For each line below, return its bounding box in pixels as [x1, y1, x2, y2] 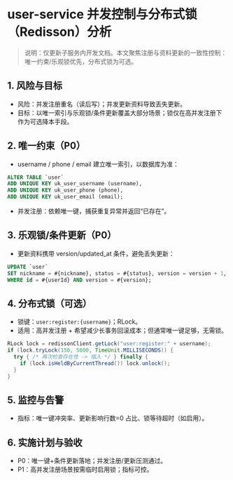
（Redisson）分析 [7, 24, 112, 40]
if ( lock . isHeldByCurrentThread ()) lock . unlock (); [20, 359, 171, 367]
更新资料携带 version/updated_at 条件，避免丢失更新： [17, 249, 175, 258]
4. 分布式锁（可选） [7, 298, 92, 309]
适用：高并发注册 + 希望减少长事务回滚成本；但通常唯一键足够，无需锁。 [17, 326, 227, 335]
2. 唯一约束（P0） [7, 140, 86, 152]
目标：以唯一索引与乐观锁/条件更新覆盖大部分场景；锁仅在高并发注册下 [17, 108, 223, 116]
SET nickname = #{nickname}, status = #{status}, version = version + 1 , [7, 269, 227, 277]
